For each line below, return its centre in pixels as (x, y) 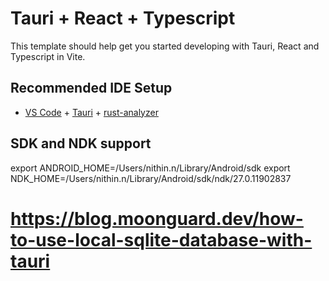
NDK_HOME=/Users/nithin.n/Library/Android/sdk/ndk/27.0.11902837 (151, 178)
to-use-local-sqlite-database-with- (161, 239)
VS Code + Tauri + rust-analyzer (91, 112)
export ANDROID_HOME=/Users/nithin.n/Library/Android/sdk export (150, 168)
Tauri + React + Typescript (123, 18)
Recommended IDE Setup (91, 88)
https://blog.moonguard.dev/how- (157, 218)
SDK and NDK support (81, 143)
